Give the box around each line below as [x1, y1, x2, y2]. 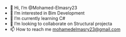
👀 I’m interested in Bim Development [9, 10, 85, 16]
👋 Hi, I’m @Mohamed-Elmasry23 [9, 5, 77, 10]
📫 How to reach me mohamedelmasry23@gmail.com [9, 26, 121, 32]
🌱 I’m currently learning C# [9, 15, 65, 21]
